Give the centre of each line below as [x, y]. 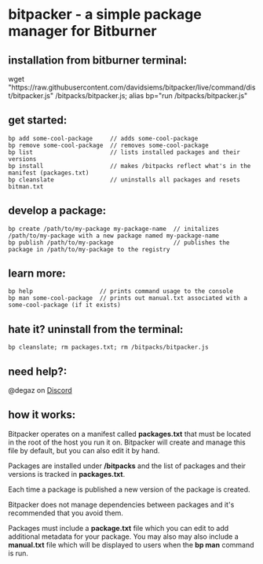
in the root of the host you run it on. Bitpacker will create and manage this [127, 442]
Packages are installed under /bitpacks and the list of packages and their [127, 466]
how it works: [42, 415]
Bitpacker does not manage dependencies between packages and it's [121, 504]
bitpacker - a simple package [105, 15]
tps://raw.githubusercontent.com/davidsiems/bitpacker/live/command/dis [137, 87]
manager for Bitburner [82, 31]
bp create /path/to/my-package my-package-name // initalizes [114, 229]
